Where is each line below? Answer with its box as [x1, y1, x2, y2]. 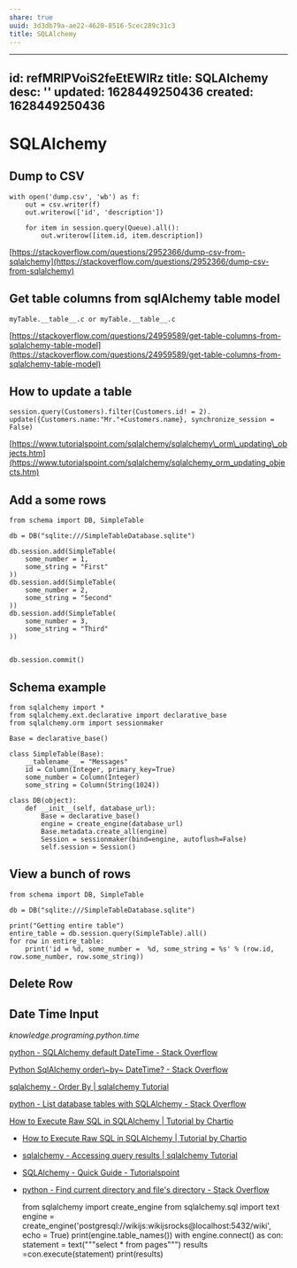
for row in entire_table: [9, 937, 104, 945]
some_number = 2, [25, 586, 89, 595]
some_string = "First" [25, 563, 109, 572]
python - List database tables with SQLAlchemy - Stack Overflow [9, 1099, 247, 1109]
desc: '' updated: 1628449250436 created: [9, 84, 255, 99]
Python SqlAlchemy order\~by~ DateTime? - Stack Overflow [9, 1064, 228, 1075]
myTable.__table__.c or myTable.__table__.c [9, 315, 176, 323]
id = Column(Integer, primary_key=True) [25, 766, 176, 774]
